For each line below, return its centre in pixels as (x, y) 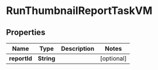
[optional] (113, 58)
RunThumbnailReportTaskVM (79, 11)
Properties (26, 32)
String (47, 58)
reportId (20, 58)
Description (78, 49)
